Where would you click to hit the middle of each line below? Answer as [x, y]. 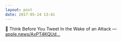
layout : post [19, 10]
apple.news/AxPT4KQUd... [33, 34]
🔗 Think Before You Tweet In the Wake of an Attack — [61, 28]
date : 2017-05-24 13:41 [30, 14]
